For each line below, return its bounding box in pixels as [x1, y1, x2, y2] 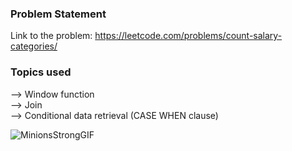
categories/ [10, 40, 58, 52]
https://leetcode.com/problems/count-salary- [94, 30, 283, 42]
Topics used [10, 65, 72, 79]
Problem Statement [10, 7, 107, 21]
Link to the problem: [10, 30, 93, 42]
